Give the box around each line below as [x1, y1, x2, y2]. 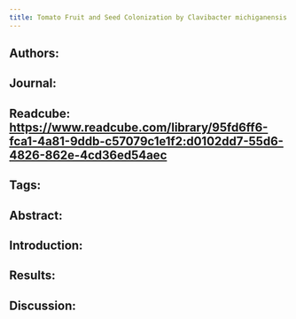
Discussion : [9, 298, 77, 313]
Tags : [9, 178, 42, 193]
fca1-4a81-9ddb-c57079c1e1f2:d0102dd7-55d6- [9, 134, 284, 149]
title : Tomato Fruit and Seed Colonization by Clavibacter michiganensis [9, 12, 288, 22]
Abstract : [9, 207, 63, 222]
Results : [9, 268, 56, 284]
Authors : [9, 46, 59, 61]
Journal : [9, 76, 57, 91]
